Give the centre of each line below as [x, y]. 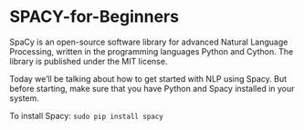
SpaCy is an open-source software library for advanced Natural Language [149, 42]
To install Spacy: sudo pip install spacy [87, 115]
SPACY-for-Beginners [94, 17]
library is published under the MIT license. [89, 61]
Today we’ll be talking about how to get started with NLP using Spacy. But [148, 78]
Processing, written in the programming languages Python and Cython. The [152, 51]
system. [24, 98]
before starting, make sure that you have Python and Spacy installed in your [152, 88]
